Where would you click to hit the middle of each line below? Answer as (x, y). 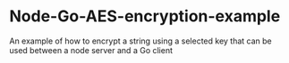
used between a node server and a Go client (91, 50)
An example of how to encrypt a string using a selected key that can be (140, 41)
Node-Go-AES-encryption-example (145, 16)
